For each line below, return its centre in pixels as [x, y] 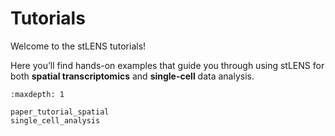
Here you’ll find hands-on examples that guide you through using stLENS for [167, 65]
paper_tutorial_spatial [60, 112]
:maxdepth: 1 [37, 94]
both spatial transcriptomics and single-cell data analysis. [132, 76]
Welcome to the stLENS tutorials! [78, 46]
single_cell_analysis [55, 120]
